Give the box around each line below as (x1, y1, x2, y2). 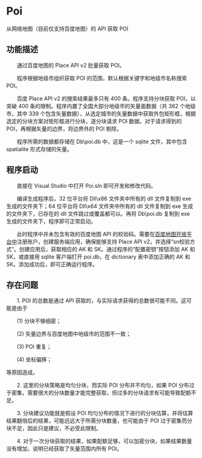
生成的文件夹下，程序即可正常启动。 (6, 218, 96, 225)
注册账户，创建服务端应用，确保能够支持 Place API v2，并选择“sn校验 (17, 237, 190, 245)
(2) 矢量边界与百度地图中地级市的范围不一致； (16, 331, 131, 338)
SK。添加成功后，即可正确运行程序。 (6, 260, 98, 268)
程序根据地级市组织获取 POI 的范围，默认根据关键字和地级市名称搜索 (16, 74, 188, 82)
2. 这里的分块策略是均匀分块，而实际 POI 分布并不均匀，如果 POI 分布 (16, 382, 190, 389)
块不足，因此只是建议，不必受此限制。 (6, 425, 101, 432)
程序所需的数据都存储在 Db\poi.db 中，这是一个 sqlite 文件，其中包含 (16, 138, 188, 145)
